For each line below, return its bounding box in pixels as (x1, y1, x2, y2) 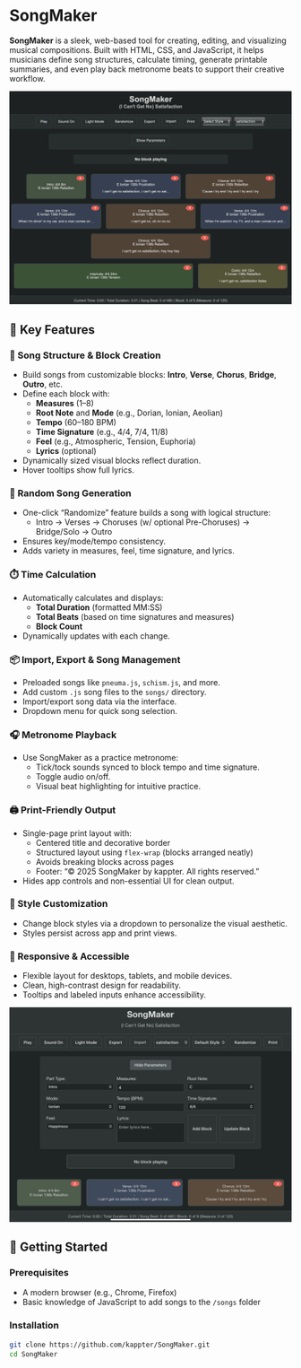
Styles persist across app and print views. (21, 928, 177, 938)
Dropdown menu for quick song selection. (21, 705, 177, 716)
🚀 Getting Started (9, 1240, 108, 1255)
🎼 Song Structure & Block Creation (9, 349, 161, 362)
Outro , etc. (21, 379, 63, 390)
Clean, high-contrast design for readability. (21, 980, 182, 991)
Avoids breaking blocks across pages (35, 856, 175, 867)
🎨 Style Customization (9, 898, 108, 911)
